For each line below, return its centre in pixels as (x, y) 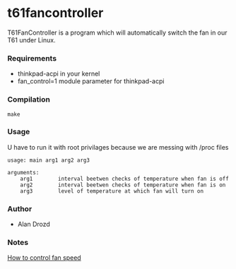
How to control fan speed (44, 258)
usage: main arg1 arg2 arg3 (49, 160)
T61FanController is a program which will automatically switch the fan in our (117, 32)
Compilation (29, 100)
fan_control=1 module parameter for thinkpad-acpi (91, 81)
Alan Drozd (34, 225)
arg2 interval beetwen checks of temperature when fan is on (123, 185)
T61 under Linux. (31, 40)
